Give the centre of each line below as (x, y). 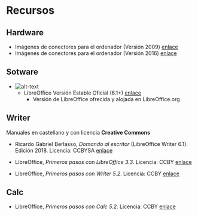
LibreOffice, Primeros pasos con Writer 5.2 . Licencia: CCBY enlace (97, 174)
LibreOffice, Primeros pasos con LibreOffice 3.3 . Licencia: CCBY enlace (103, 162)
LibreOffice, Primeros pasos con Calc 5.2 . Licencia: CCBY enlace (95, 206)
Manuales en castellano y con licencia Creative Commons (78, 132)
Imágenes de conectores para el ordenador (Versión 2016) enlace (96, 53)
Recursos (31, 10)
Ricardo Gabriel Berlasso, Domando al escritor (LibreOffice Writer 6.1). (101, 144)
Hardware (25, 33)
